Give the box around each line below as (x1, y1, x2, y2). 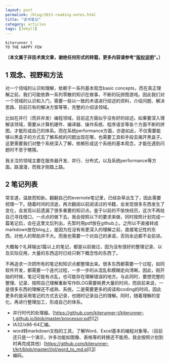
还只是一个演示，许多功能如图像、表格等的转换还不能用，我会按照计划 (12, 334, 159, 340)
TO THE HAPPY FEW (5, 45, 42, 50)
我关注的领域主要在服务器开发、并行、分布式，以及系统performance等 (5, 157, 152, 163)
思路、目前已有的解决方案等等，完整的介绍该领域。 (5, 104, 112, 110)
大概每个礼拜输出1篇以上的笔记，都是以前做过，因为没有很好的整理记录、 (5, 244, 158, 250)
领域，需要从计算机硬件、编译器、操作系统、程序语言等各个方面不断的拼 (14, 121, 165, 127)
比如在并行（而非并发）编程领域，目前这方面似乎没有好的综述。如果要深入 (5, 115, 160, 121)
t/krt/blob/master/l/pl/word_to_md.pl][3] (12, 346, 96, 352)
